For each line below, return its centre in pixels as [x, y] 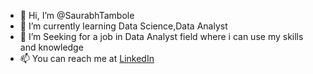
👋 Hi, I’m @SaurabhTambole [77, 15]
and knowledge [51, 47]
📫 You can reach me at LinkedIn [87, 58]
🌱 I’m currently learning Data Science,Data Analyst [123, 26]
